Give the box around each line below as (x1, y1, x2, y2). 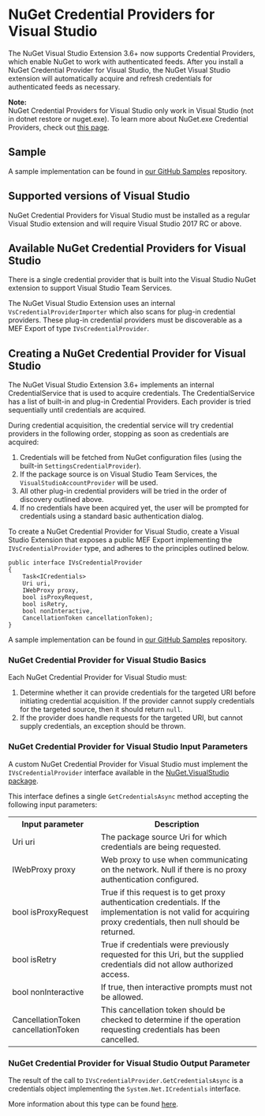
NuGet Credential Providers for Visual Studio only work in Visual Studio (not (8, 105, 254, 115)
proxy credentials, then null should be (100, 916, 241, 927)
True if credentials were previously (100, 939, 230, 950)
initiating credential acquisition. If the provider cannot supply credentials (19, 696, 255, 706)
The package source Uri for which (100, 831, 227, 843)
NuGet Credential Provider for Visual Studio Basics (8, 654, 207, 665)
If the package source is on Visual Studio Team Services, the (19, 469, 218, 479)
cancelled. (100, 1034, 140, 1045)
